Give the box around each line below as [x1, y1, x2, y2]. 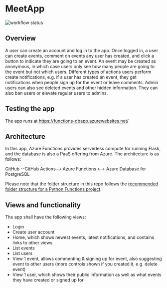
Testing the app [5, 105, 55, 113]
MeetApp [5, 3, 45, 15]
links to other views [12, 240, 53, 246]
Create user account [12, 229, 55, 235]
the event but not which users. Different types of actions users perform [5, 69, 152, 75]
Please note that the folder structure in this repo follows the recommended [5, 181, 159, 187]
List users [12, 250, 33, 256]
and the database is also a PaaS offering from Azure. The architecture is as [5, 151, 160, 157]
